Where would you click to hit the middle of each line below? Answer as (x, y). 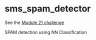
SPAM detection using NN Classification (46, 32)
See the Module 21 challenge (34, 22)
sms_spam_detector (48, 9)
